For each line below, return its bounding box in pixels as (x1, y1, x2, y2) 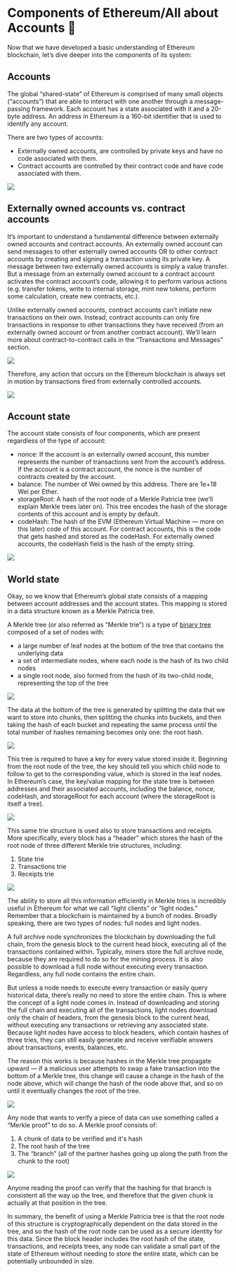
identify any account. (7, 119, 69, 128)
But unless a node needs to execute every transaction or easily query (7, 983, 209, 992)
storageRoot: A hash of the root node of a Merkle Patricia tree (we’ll (17, 495, 214, 504)
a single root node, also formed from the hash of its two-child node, (17, 671, 214, 680)
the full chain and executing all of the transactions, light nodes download (7, 1006, 218, 1014)
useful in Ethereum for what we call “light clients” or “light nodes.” (7, 904, 198, 912)
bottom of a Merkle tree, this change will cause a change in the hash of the (7, 1072, 225, 1080)
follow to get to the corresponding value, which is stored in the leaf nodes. (7, 770, 223, 778)
